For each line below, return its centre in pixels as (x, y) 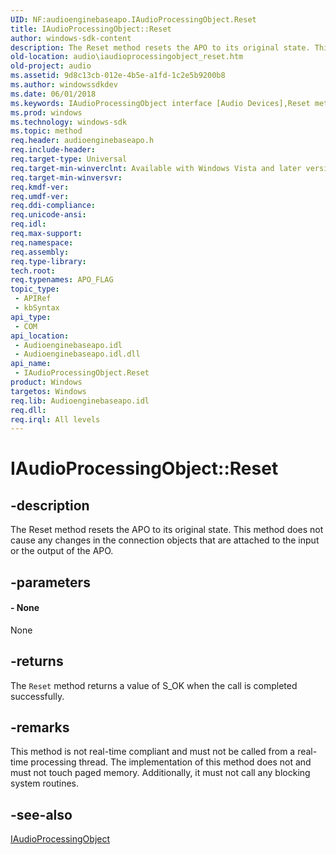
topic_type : (35, 289)
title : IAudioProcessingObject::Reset (91, 29)
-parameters (50, 582)
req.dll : (28, 410)
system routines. (44, 783)
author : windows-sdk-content (71, 38)
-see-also (41, 814)
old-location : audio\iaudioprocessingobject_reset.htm (127, 57)
